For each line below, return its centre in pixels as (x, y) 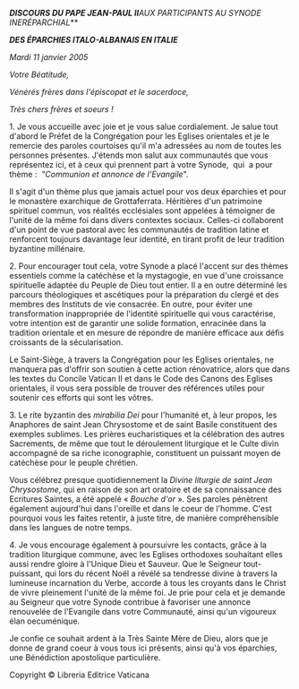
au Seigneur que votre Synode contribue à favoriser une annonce (130, 602)
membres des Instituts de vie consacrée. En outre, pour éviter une (131, 304)
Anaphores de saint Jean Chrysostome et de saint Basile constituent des (143, 424)
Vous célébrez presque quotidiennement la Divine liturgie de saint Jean (141, 480)
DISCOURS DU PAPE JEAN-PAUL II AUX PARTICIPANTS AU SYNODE (135, 13)
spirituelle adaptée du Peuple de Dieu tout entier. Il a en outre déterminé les (149, 285)
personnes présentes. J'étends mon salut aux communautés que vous (139, 155)
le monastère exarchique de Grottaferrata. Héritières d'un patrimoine (136, 201)
